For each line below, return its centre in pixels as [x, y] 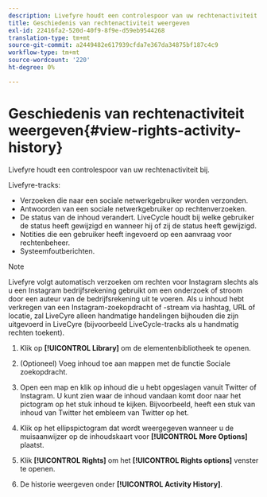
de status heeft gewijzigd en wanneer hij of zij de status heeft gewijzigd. [138, 225]
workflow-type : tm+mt [44, 52]
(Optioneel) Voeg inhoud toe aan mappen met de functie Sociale [125, 363]
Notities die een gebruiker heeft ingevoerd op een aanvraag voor [126, 234]
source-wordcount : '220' [49, 60]
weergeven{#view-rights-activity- [125, 130]
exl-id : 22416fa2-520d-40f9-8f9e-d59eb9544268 [87, 30]
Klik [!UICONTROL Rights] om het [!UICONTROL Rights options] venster [139, 460]
